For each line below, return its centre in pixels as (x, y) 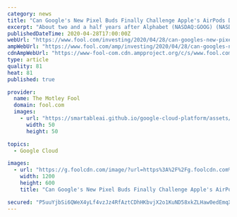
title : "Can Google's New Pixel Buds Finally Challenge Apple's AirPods (116, 20)
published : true (31, 79)
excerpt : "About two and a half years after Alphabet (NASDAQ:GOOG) (110, 27)
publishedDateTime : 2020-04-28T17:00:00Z (69, 33)
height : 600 (37, 183)
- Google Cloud (36, 151)
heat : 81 (20, 73)
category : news (30, 14)
